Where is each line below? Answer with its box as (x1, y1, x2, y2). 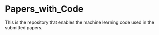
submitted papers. (5, 24, 43, 30)
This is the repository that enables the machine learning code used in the (5, 19, 155, 25)
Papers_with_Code (5, 3, 84, 15)
